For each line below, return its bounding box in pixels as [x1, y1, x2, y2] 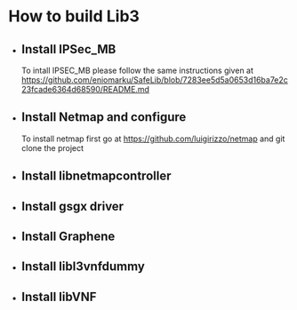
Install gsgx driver [20, 198, 124, 214]
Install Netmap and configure [20, 109, 187, 125]
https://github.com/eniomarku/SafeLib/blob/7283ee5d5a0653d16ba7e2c [20, 75, 288, 85]
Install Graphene [20, 228, 116, 243]
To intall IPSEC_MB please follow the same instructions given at [20, 65, 254, 76]
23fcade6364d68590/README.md [20, 84, 150, 94]
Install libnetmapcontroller [20, 169, 172, 184]
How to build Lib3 [8, 6, 140, 27]
